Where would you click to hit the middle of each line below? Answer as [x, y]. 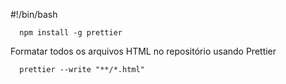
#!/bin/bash [34, 14]
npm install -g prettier [71, 33]
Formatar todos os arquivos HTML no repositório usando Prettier [143, 51]
